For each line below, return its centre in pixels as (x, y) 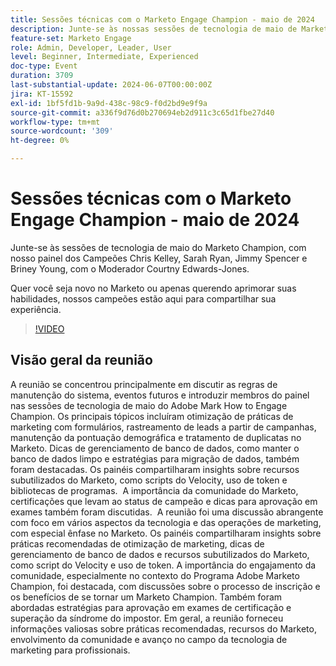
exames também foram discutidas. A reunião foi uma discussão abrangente (167, 512)
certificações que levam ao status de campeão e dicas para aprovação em (164, 501)
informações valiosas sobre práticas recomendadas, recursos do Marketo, (163, 628)
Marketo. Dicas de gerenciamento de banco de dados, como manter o (155, 448)
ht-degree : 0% (40, 141)
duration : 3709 (42, 76)
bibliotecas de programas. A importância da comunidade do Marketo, (154, 490)
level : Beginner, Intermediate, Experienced (104, 57)
